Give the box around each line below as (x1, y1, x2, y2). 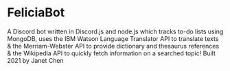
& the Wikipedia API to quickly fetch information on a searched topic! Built (7, 49, 216, 57)
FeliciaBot (7, 5, 65, 20)
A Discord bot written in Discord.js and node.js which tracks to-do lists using (7, 27, 224, 35)
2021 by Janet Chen (7, 56, 64, 64)
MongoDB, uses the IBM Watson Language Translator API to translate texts (7, 34, 219, 42)
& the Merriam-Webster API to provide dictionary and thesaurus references (7, 42, 220, 50)
